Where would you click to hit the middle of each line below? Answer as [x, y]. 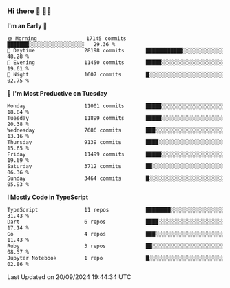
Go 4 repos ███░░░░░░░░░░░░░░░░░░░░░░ [115, 234]
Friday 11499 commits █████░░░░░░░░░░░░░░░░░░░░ [115, 154]
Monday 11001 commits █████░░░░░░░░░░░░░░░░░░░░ [115, 106]
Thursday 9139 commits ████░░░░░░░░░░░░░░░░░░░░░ [115, 143]
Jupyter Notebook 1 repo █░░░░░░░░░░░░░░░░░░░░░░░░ [115, 258]
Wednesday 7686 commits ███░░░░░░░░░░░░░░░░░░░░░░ [115, 130]
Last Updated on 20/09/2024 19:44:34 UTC [69, 277]
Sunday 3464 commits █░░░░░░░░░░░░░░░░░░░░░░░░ [115, 178]
